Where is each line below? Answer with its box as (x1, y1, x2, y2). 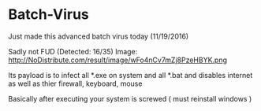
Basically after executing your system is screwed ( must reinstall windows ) (8, 94, 252, 103)
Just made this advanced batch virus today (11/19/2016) (8, 31, 189, 41)
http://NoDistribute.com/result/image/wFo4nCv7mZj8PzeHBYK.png (8, 55, 227, 65)
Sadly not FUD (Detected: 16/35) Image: (8, 46, 138, 56)
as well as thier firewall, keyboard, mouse (8, 79, 143, 88)
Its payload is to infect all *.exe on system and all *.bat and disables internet (8, 70, 253, 80)
